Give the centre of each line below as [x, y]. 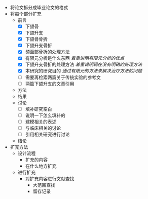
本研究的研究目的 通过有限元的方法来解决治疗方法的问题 [84, 71]
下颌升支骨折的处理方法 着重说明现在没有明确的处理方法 [84, 64]
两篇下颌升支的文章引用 [50, 84]
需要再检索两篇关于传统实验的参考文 [63, 77]
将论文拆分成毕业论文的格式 [39, 7]
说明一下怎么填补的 [45, 115]
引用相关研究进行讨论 [47, 134]
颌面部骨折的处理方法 [47, 52]
